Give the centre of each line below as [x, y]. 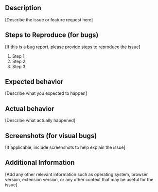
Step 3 [19, 66]
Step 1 [18, 56]
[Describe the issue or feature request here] [49, 19]
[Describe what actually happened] [40, 121]
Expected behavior [34, 82]
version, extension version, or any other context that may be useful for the [79, 179]
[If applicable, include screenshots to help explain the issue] [65, 147]
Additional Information [40, 163]
